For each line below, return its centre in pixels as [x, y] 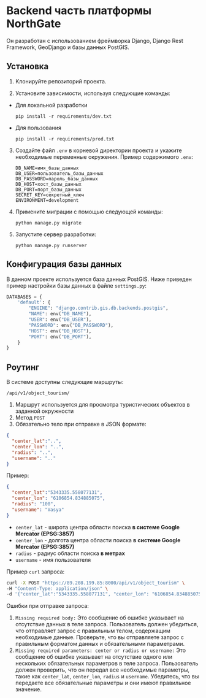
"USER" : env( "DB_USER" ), [60, 320]
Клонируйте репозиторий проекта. [61, 81]
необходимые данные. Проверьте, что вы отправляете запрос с [100, 637]
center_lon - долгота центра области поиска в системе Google [98, 540]
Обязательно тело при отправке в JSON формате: [81, 424]
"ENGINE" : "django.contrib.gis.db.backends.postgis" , [98, 308]
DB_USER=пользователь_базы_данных [59, 173]
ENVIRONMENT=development [47, 200]
